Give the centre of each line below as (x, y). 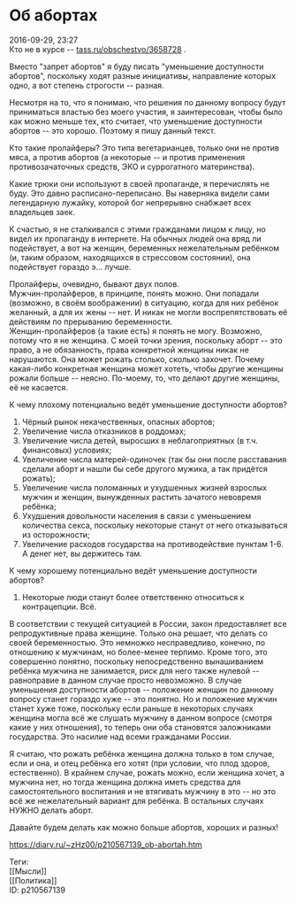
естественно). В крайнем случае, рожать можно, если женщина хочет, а (147, 772)
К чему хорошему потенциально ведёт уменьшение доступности (133, 570)
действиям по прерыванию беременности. (91, 321)
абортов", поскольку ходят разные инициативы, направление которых (143, 75)
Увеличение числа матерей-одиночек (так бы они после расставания (154, 459)
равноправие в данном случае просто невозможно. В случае (126, 680)
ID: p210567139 (38, 890)
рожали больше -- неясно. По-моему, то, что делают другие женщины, (144, 378)
